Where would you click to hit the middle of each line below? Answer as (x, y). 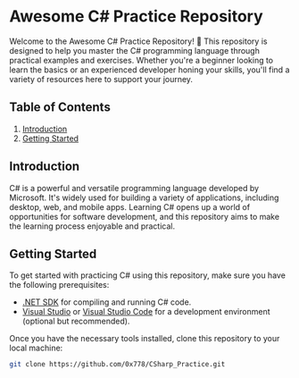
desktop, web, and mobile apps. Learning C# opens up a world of (130, 206)
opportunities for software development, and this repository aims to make (144, 216)
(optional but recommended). (76, 321)
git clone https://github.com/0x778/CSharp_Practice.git (117, 365)
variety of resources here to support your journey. (101, 79)
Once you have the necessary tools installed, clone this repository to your (145, 339)
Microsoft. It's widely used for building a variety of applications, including (144, 197)
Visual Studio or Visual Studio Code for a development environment (146, 312)
